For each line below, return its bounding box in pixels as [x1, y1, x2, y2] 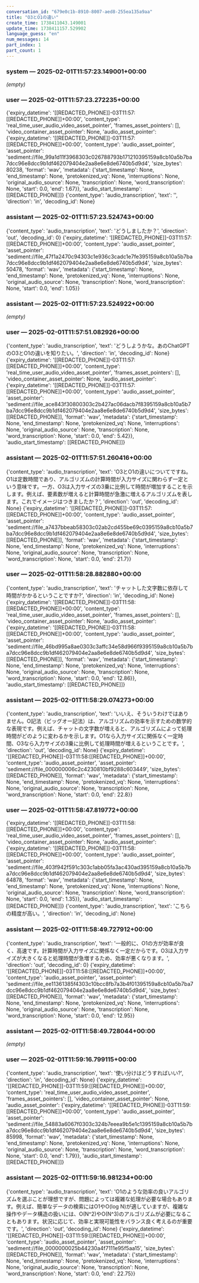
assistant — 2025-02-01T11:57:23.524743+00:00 [6, 213, 154, 221]
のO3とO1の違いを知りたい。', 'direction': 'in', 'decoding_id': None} [6, 350, 170, 357]
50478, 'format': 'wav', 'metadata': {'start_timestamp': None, [6, 265, 154, 273]
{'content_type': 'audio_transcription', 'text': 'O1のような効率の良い [6, 1188, 169, 1195]
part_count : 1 [6, 48, 42, 54]
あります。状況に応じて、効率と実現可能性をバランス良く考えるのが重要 [16, 1217, 193, 1225]
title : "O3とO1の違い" [6, 14, 59, 20]
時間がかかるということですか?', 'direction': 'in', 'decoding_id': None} [6, 592, 175, 599]
